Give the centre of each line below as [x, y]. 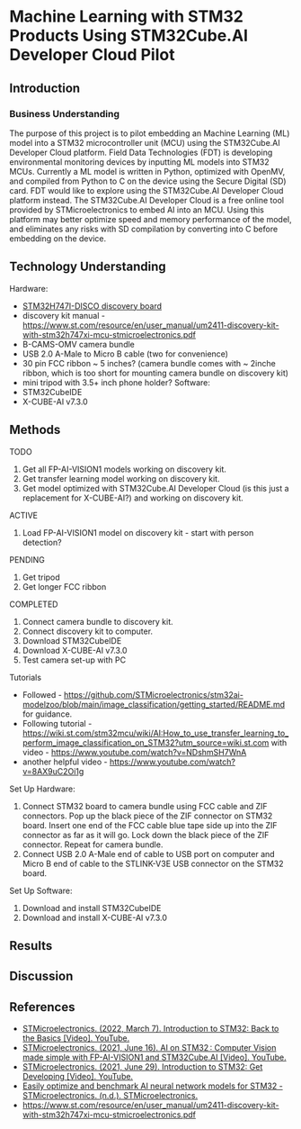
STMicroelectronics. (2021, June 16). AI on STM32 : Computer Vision [149, 1048]
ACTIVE [24, 515]
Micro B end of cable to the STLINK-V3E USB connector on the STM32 [153, 863]
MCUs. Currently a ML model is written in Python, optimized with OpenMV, [147, 171]
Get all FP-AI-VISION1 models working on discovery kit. [124, 469]
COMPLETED [34, 604]
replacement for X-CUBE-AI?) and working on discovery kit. [133, 498]
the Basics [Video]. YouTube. [76, 1038]
